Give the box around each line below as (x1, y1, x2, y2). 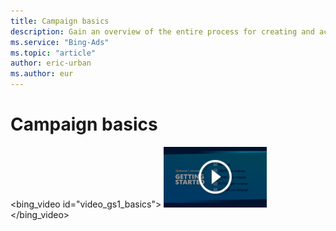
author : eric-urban (10, 58, 92, 69)
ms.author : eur (10, 69, 74, 79)
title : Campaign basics (10, 16, 110, 26)
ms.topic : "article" (10, 48, 97, 58)
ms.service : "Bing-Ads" (10, 37, 110, 47)
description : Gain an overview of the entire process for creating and (10, 26, 315, 37)
